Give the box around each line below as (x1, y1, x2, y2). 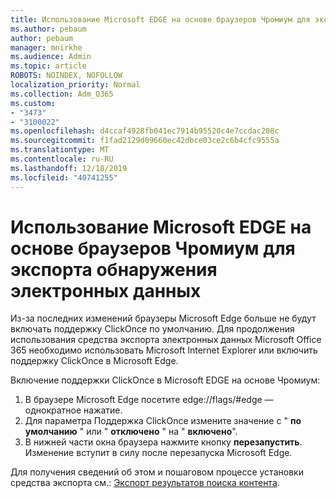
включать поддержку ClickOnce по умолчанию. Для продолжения (10, 323, 295, 335)
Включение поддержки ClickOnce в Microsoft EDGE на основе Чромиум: (10, 374, 321, 386)
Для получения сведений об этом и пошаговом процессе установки (10, 466, 304, 478)
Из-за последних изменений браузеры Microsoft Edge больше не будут (10, 312, 317, 325)
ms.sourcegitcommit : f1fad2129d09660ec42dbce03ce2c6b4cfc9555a (10, 136, 280, 146)
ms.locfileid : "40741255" (10, 172, 118, 183)
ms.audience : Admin (10, 52, 92, 62)
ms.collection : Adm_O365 (10, 89, 114, 99)
